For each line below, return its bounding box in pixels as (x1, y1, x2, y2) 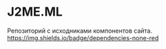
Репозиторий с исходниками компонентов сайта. (7, 27, 153, 35)
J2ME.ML (7, 4, 63, 20)
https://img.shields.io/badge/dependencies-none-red (7, 33, 159, 42)
